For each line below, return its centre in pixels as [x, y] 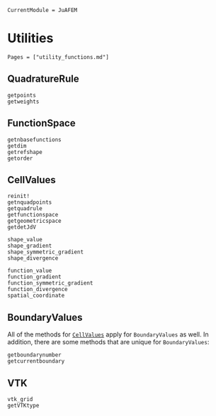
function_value [30, 271]
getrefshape [25, 152]
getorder [20, 158]
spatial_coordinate [36, 296]
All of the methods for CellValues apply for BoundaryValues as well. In [108, 334]
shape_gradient [30, 246]
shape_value [25, 240]
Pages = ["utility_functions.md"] [58, 57]
